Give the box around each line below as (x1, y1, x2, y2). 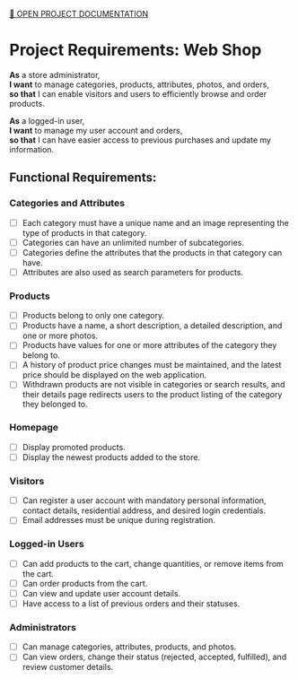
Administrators (9, 621, 76, 633)
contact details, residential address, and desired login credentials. (22, 505, 267, 516)
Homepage (9, 422, 58, 434)
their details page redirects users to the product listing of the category (22, 389, 283, 400)
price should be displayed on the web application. (22, 370, 207, 380)
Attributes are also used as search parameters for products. (22, 266, 244, 277)
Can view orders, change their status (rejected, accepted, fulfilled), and (22, 651, 287, 663)
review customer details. (22, 662, 114, 673)
